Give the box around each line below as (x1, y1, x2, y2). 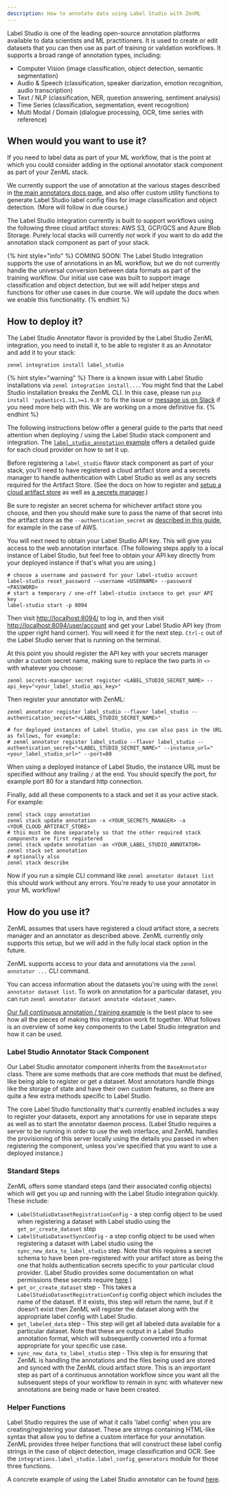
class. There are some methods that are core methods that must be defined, (7, 1070, 223, 1078)
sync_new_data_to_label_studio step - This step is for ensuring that (16, 1348, 208, 1357)
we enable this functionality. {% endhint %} (7, 296, 130, 304)
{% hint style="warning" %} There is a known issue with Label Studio (7, 374, 204, 382)
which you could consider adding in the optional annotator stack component (7, 161, 223, 169)
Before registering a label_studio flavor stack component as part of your (7, 459, 214, 468)
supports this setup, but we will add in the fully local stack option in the (7, 939, 208, 947)
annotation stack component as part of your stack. (7, 239, 150, 247)
